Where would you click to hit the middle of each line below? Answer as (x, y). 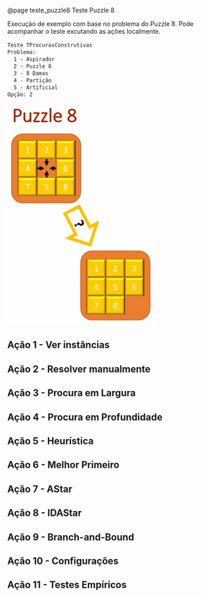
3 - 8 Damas (31, 73)
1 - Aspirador (34, 59)
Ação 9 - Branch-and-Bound (71, 537)
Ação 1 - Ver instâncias (59, 345)
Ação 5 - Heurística (51, 441)
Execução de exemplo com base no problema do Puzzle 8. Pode (100, 24)
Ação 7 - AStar (40, 489)
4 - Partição (33, 80)
